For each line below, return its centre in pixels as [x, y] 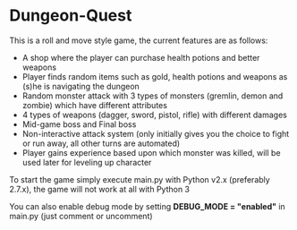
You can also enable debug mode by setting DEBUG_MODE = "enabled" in [148, 206]
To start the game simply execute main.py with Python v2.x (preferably [140, 179]
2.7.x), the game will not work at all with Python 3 [100, 189]
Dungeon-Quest [71, 16]
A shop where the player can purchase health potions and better [141, 57]
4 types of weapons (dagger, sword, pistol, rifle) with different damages [155, 115]
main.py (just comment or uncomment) [81, 216]
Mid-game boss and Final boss [79, 124]
